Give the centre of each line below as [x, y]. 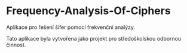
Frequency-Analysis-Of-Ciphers [89, 11]
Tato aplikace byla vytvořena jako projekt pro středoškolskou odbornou [94, 38]
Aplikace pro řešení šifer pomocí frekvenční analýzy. [71, 27]
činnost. [16, 45]
